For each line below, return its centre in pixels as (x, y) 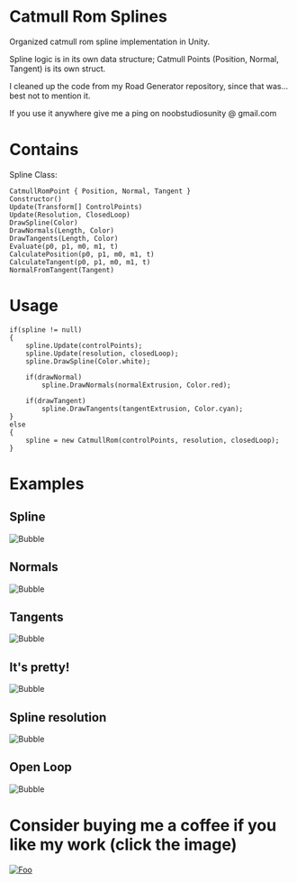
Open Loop (40, 767)
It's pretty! (40, 667)
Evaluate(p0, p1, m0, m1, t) (64, 246)
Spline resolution (58, 717)
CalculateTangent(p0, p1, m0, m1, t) (80, 262)
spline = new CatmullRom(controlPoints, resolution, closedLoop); (153, 440)
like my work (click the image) (123, 845)
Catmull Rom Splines (89, 17)
